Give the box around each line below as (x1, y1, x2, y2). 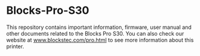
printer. (6, 43, 24, 50)
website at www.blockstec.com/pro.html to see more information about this (6, 36, 194, 43)
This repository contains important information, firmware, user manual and (6, 23, 192, 31)
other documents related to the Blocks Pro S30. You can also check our (6, 30, 184, 37)
